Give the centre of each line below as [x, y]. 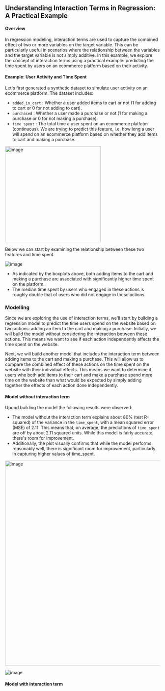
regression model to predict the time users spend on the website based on [81, 323]
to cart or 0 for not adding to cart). [47, 108]
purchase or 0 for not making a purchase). [55, 118]
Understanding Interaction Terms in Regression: [80, 8]
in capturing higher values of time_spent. [54, 454]
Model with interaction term [34, 684]
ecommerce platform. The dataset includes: [49, 93]
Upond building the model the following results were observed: [69, 408]
